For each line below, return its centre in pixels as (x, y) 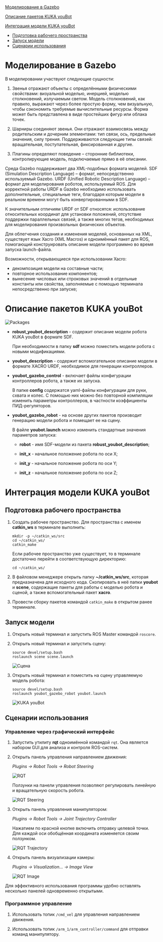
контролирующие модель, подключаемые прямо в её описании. (80, 159)
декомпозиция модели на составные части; (58, 268)
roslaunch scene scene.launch (43, 657)
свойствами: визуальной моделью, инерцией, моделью (70, 93)
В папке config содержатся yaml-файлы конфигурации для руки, (80, 390)
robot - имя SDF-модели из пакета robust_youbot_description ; (84, 444)
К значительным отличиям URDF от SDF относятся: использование (75, 209)
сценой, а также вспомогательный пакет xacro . (62, 592)
